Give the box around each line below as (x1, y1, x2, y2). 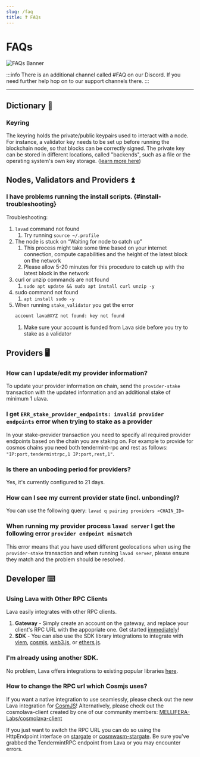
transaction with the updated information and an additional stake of (6, 389, 171, 396)
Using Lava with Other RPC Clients (6, 595, 108, 603)
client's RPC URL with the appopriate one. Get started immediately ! (14, 626, 180, 633)
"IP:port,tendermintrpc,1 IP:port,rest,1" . (6, 450, 115, 457)
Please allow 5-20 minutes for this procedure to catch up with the (23, 263, 185, 270)
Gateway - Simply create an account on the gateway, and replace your (14, 620, 189, 627)
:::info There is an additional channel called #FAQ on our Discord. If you (6, 71, 181, 78)
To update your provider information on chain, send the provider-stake (6, 383, 180, 390)
